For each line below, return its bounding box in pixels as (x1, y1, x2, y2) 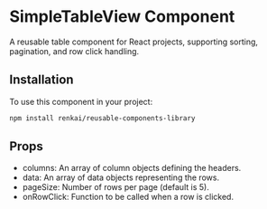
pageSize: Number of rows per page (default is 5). (22, 182, 209, 193)
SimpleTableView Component (9, 6, 235, 27)
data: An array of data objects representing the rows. (22, 172, 219, 183)
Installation (9, 72, 74, 88)
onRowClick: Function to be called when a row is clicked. (22, 192, 235, 203)
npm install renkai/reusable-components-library (9, 113, 196, 123)
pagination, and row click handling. (9, 45, 140, 56)
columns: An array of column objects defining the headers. (22, 163, 242, 174)
